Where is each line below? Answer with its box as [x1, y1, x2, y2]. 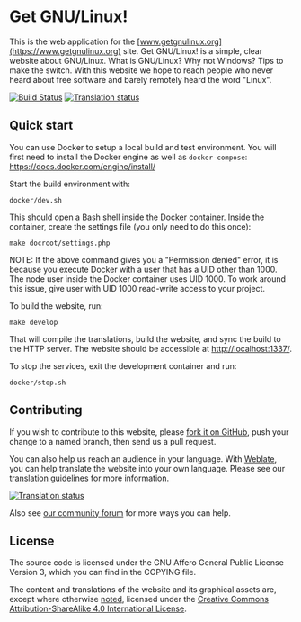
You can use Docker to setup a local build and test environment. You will [9, 141, 277, 152]
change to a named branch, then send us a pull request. [9, 436, 217, 446]
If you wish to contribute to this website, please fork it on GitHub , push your [9, 426, 289, 437]
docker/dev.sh [9, 195, 63, 204]
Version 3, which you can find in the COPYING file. [9, 567, 196, 578]
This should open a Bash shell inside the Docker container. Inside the [9, 212, 265, 222]
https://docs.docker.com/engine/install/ [9, 160, 155, 172]
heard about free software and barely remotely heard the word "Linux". [9, 74, 272, 85]
